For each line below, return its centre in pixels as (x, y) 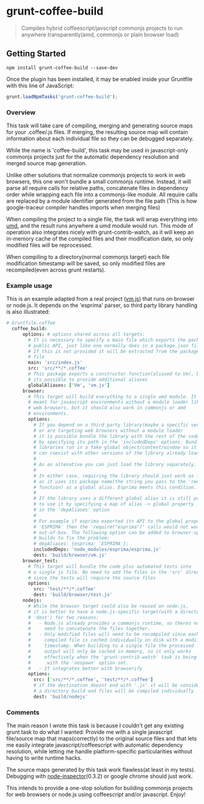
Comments (23, 712)
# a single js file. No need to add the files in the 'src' (106, 572)
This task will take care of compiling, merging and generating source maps (100, 125)
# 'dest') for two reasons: (63, 617)
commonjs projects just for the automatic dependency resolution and (93, 157)
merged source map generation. (46, 163)
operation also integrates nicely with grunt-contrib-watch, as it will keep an (100, 232)
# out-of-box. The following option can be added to (101, 532)
